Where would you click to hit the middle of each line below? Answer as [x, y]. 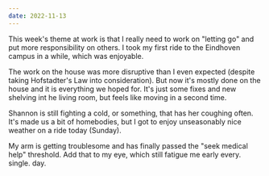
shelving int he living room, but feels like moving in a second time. [118, 97]
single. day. [27, 163]
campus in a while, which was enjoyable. [76, 56]
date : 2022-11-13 [37, 16]
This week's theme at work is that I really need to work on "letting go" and [131, 39]
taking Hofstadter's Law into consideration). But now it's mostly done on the [134, 80]
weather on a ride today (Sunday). [65, 130]
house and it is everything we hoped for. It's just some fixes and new [122, 89]
